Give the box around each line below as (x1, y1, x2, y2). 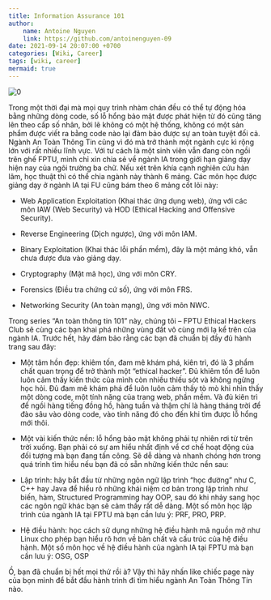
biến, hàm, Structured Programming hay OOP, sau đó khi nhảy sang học (19, 492, 260, 502)
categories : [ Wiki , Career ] (8, 49, 104, 58)
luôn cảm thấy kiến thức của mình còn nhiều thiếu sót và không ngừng (19, 375, 255, 384)
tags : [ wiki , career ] (8, 58, 82, 66)
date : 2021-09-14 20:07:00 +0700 (8, 42, 121, 50)
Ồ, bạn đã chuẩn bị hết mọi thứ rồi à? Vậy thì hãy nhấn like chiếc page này (8, 567, 255, 576)
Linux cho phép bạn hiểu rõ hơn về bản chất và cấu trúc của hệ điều (19, 534, 248, 543)
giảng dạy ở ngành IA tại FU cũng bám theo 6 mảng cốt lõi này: (8, 180, 218, 190)
